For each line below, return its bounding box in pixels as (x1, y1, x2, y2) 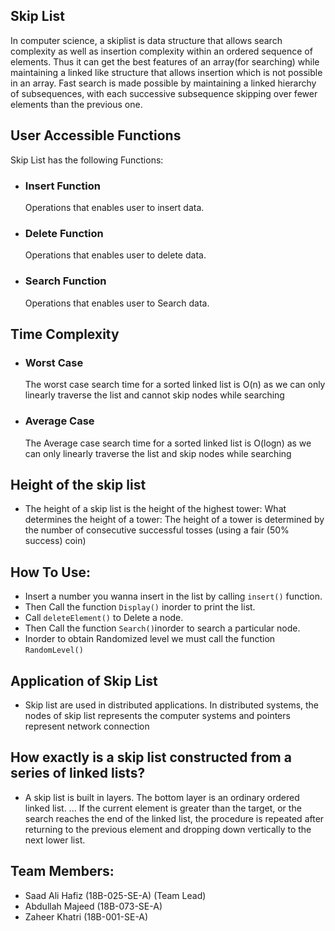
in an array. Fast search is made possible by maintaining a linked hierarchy (10, 77, 317, 89)
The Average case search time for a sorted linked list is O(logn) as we (24, 437, 312, 449)
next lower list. (24, 834, 86, 846)
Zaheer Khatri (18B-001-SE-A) (24, 910, 149, 923)
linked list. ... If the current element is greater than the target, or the (24, 802, 302, 814)
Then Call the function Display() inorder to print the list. (24, 601, 256, 613)
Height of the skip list (10, 476, 147, 493)
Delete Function (24, 226, 104, 240)
